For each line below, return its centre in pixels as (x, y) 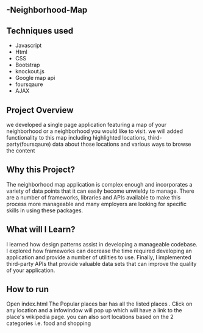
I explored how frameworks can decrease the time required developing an (99, 251)
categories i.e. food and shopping (49, 323)
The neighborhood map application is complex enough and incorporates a (99, 184)
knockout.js (30, 71)
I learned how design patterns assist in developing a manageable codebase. (102, 244)
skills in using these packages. (45, 210)
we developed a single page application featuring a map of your (86, 125)
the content (21, 151)
